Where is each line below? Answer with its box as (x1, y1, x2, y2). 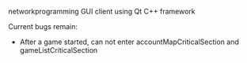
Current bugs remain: (8, 22, 78, 31)
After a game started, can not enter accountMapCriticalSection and (19, 37, 240, 46)
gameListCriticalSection (19, 46, 98, 54)
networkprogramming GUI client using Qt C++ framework (8, 7, 196, 16)
